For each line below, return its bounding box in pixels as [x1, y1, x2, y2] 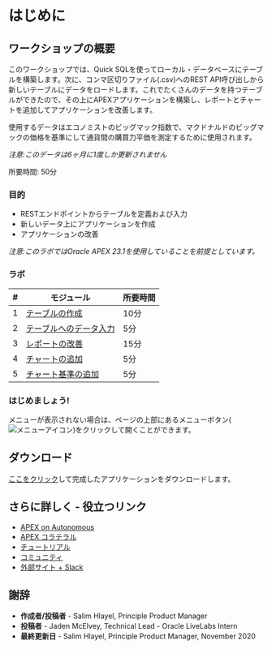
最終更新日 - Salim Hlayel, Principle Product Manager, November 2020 [19, 631, 256, 641]
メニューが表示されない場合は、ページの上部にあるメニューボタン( [8, 415, 231, 424]
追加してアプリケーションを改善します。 [22, 105, 157, 114]
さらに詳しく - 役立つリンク [8, 500, 147, 514]
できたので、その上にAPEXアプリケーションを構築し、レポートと [22, 95, 240, 105]
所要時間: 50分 [8, 167, 58, 176]
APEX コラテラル [19, 531, 77, 541]
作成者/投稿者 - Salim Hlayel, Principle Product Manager [19, 611, 208, 621]
